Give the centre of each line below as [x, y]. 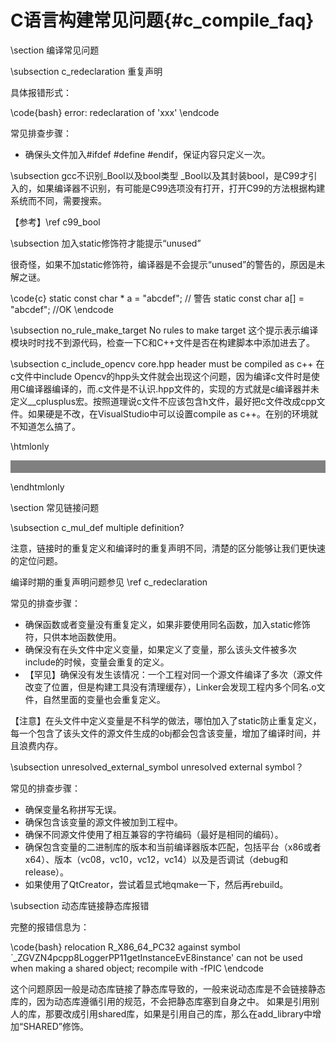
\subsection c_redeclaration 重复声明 [86, 71]
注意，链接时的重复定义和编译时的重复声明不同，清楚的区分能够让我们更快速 [168, 548]
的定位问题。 [36, 560]
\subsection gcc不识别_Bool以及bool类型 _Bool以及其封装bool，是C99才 [159, 175]
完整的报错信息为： [50, 927]
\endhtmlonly [37, 487]
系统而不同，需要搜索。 [58, 200]
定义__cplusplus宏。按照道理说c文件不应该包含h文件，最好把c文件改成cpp [163, 401]
